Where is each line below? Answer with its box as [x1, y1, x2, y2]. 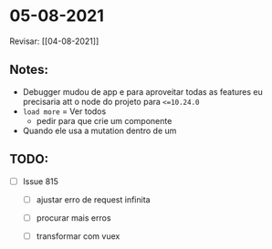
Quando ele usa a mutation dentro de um [22, 125, 177, 136]
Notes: [9, 62, 48, 78]
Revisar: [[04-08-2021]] [9, 36, 99, 47]
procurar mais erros [36, 212, 111, 223]
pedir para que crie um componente [36, 115, 173, 126]
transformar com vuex [36, 230, 120, 242]
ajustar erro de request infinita [36, 193, 151, 205]
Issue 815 [22, 175, 59, 187]
